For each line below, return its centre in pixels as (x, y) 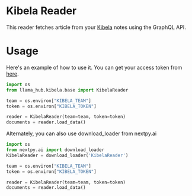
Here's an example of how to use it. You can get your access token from (94, 67)
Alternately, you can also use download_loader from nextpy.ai (81, 133)
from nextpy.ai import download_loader (55, 150)
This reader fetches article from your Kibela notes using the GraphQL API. (96, 27)
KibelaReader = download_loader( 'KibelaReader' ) (67, 155)
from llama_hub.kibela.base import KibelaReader (67, 90)
